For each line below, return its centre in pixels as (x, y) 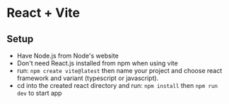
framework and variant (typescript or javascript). (88, 78)
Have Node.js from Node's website (68, 56)
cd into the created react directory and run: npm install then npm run (117, 85)
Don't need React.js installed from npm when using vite (97, 63)
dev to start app (39, 93)
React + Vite (43, 13)
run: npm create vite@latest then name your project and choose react (119, 71)
